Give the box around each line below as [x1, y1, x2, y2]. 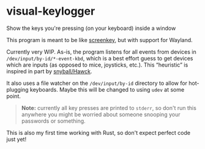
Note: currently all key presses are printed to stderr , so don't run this [21, 104, 197, 111]
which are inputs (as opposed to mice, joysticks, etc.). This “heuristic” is [6, 61, 188, 68]
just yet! [6, 136, 26, 143]
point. [6, 92, 21, 100]
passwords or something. [21, 117, 86, 125]
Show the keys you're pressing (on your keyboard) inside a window [6, 24, 176, 32]
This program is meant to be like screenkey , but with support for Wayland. [6, 36, 193, 43]
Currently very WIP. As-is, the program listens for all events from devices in [6, 48, 197, 56]
